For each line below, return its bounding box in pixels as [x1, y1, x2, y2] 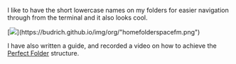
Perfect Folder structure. [7, 49, 80, 57]
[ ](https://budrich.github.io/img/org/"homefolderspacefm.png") [7, 28, 200, 36]
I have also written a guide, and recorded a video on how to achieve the [7, 41, 217, 50]
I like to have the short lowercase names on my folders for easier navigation [7, 6, 229, 14]
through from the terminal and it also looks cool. [7, 13, 148, 22]
